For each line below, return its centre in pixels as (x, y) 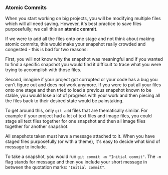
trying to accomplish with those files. (43, 70)
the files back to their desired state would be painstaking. (64, 101)
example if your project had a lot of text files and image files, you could (78, 116)
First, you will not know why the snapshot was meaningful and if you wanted (84, 59)
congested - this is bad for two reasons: (47, 50)
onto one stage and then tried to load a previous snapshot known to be (78, 90)
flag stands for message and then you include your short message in (76, 162)
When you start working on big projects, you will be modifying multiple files (83, 19)
